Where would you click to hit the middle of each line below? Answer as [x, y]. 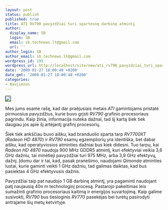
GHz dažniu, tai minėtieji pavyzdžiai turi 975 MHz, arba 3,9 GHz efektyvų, [81, 155]
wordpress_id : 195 [24, 61]
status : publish [22, 14]
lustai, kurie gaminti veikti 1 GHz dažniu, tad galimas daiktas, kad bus [76, 166]
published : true [22, 19]
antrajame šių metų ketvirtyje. [36, 202]
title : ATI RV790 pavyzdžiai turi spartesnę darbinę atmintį [70, 24]
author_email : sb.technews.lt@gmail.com [48, 56]
